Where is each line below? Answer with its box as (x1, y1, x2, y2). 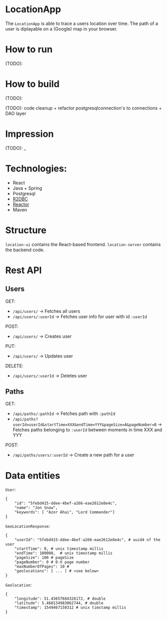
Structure (5, 224, 47, 236)
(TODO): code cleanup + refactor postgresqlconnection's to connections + (5, 105, 162, 111)
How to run (5, 44, 53, 55)
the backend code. (5, 247, 45, 253)
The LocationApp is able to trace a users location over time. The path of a (5, 20, 158, 26)
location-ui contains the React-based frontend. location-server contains (5, 241, 161, 247)
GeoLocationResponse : (5, 523, 50, 529)
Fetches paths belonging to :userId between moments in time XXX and (12, 427, 162, 433)
